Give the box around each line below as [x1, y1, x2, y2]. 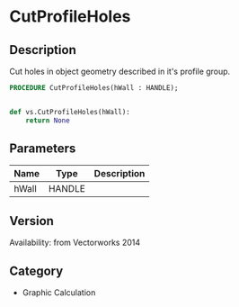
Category [9, 263, 64, 278]
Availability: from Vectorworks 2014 [9, 237, 141, 248]
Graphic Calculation [22, 287, 96, 298]
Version [9, 213, 54, 229]
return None [25, 115, 70, 125]
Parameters [9, 141, 76, 157]
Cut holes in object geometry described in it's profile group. [9, 66, 231, 77]
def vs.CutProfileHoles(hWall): [9, 107, 130, 116]
